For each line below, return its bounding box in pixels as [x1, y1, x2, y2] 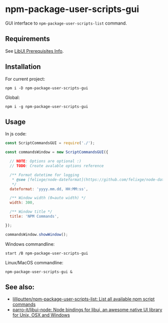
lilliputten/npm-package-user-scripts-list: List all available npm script [12, 296, 155, 302]
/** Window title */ [9, 209, 52, 214]
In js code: [5, 131, 26, 137]
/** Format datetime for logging [9, 172, 79, 178]
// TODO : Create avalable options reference [9, 164, 104, 169]
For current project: [5, 76, 45, 82]
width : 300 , [9, 200, 35, 205]
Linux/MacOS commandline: [5, 259, 63, 265]
